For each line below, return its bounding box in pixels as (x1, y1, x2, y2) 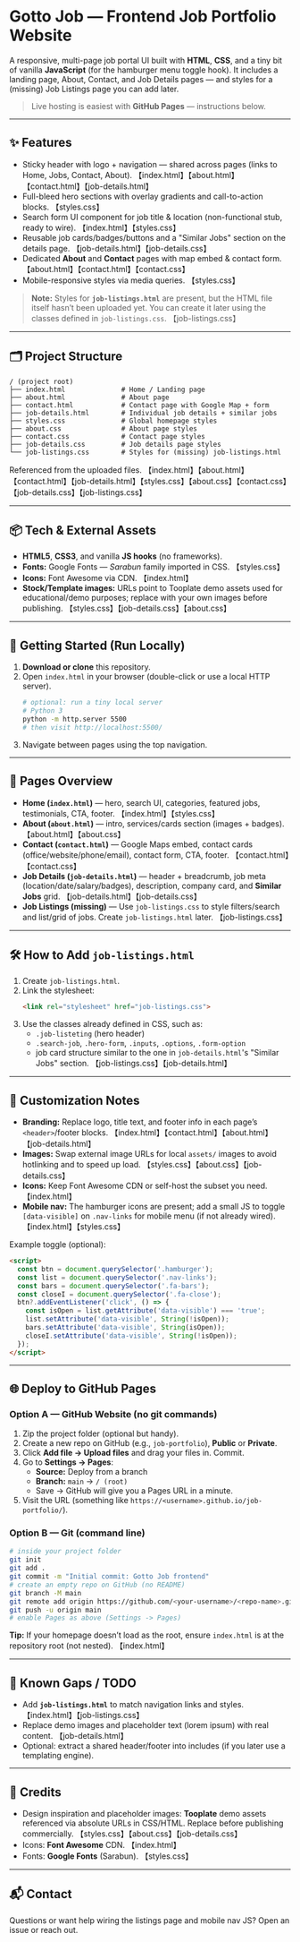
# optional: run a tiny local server (21, 698, 163, 707)
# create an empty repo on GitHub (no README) (9, 1580, 186, 1589)
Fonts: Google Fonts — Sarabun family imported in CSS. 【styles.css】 (21, 561, 285, 572)
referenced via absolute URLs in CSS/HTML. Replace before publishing (21, 1818, 284, 1828)
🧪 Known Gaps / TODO (9, 1675, 137, 1690)
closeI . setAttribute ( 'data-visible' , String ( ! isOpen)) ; (25, 1331, 238, 1340)
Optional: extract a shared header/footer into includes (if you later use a (21, 1741, 286, 1751)
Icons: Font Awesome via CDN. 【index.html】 (21, 573, 194, 584)
